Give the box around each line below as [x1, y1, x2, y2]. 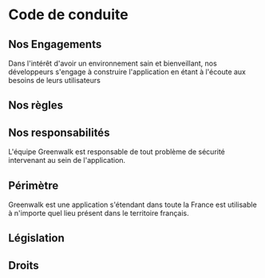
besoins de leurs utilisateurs [8, 76, 101, 85]
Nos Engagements [8, 38, 102, 51]
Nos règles [8, 98, 64, 113]
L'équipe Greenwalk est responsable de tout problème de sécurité [8, 147, 226, 157]
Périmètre [8, 178, 59, 193]
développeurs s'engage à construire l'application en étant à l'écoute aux [8, 67, 246, 77]
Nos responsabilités [8, 125, 110, 139]
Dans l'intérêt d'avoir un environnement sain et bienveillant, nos [8, 58, 217, 68]
